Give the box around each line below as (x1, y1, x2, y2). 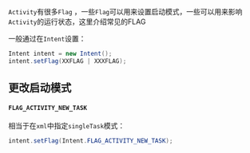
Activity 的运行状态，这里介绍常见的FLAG (8, 17, 146, 26)
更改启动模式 (8, 81, 72, 95)
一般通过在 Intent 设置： (8, 34, 86, 43)
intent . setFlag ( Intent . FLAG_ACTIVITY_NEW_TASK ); (8, 137, 173, 145)
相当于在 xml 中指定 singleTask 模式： (8, 121, 125, 131)
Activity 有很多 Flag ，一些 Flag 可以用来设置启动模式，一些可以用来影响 (8, 7, 243, 16)
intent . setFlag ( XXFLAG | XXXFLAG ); (8, 57, 127, 65)
